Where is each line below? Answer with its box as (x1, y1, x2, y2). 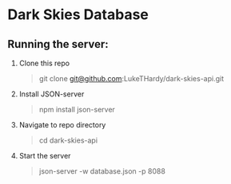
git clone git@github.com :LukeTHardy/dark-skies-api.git (38, 74, 225, 83)
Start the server (18, 151, 71, 160)
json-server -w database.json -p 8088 (38, 166, 165, 176)
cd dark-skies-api (38, 135, 98, 145)
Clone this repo (18, 58, 70, 68)
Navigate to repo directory (18, 120, 106, 129)
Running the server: (7, 37, 109, 51)
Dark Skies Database (7, 6, 149, 24)
